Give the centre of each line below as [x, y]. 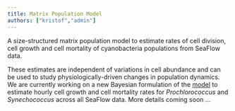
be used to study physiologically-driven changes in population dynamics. [114, 77]
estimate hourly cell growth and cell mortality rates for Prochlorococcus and [118, 92]
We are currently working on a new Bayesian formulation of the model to [113, 84]
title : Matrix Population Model [55, 14]
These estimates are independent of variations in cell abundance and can [114, 69]
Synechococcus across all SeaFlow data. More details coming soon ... [109, 99]
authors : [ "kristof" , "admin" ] [52, 21]
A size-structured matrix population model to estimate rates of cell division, [117, 40]
